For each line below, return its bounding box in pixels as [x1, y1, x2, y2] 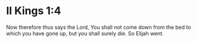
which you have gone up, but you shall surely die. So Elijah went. [6, 29, 164, 37]
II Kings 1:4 [6, 4, 62, 18]
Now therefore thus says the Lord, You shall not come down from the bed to [6, 24, 191, 31]
